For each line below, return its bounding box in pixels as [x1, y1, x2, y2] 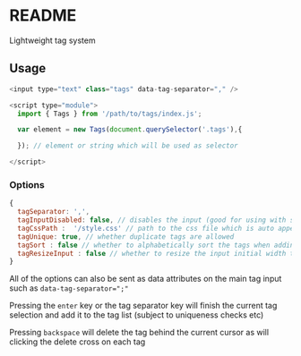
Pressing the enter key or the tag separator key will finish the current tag [9, 301, 278, 311]
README [9, 5, 77, 26]
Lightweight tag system [9, 35, 96, 46]
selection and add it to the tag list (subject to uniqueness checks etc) [9, 309, 264, 320]
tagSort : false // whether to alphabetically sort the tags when [17, 241, 271, 250]
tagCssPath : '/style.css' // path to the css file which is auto [17, 224, 275, 233]
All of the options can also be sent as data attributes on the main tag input [9, 274, 282, 284]
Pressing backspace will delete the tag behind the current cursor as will [9, 327, 270, 338]
